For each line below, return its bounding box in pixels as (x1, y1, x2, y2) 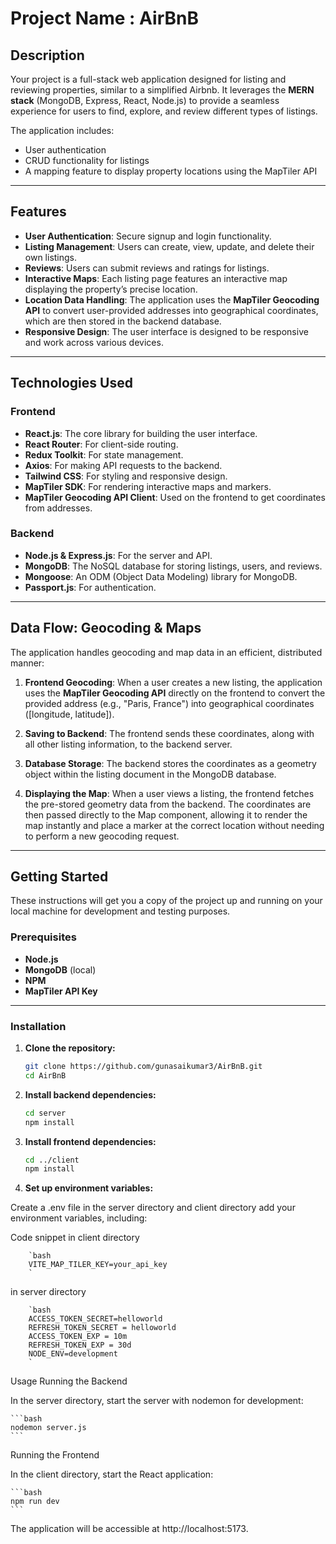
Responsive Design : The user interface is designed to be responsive (24, 325, 309, 337)
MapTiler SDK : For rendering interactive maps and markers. (24, 480, 272, 492)
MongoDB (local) (24, 963, 97, 976)
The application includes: (10, 125, 115, 136)
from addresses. (24, 502, 93, 514)
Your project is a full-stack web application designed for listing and (10, 73, 287, 85)
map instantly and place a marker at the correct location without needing (24, 819, 325, 831)
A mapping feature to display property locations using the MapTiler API (24, 165, 318, 177)
